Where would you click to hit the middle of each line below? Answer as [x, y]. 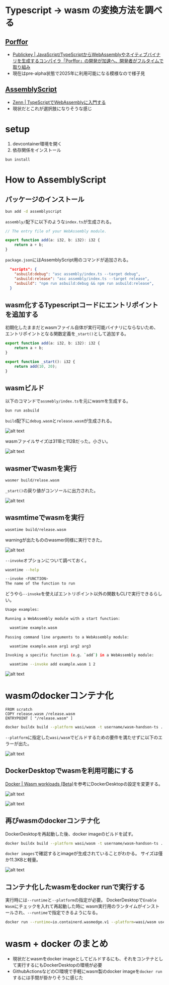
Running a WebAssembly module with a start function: [63, 619]
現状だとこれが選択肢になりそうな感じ [52, 108]
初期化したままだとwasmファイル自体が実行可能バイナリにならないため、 [82, 327]
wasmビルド [25, 388]
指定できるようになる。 [76, 913]
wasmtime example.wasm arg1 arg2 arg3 [51, 646]
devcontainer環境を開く [37, 143]
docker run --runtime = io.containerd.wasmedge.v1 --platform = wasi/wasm [81, 922]
